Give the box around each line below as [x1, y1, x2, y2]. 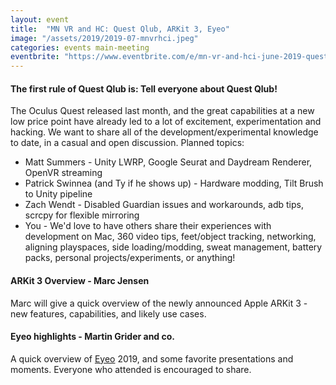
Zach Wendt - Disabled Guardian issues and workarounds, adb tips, [24, 199, 304, 211]
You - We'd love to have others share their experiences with [24, 220, 272, 232]
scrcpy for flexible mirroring [24, 209, 140, 221]
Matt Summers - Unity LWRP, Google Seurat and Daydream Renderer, [24, 156, 313, 168]
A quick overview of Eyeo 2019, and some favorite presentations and [10, 352, 294, 365]
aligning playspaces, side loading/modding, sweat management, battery [24, 241, 323, 253]
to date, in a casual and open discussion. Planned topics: [10, 137, 245, 149]
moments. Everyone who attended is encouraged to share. [10, 363, 252, 375]
